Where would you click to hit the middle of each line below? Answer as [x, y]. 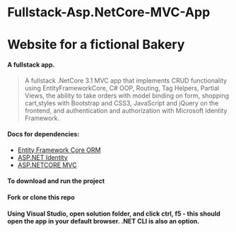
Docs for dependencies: [43, 134]
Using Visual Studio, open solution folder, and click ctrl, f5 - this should [114, 214]
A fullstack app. [31, 64]
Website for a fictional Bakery [96, 45]
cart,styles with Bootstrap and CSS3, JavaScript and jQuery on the [122, 103]
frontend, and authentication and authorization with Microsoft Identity [126, 110]
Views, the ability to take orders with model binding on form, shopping [127, 95]
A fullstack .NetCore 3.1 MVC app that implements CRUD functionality [126, 80]
